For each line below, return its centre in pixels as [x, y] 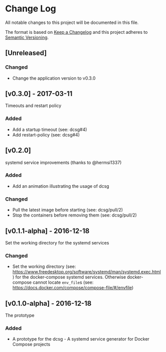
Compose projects [31, 345]
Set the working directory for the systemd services [57, 242]
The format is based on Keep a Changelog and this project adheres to [77, 32]
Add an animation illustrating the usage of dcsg [61, 186]
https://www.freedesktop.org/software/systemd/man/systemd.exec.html [86, 272]
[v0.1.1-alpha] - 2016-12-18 [47, 231]
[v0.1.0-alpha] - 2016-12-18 [48, 303]
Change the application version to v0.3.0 [54, 78]
